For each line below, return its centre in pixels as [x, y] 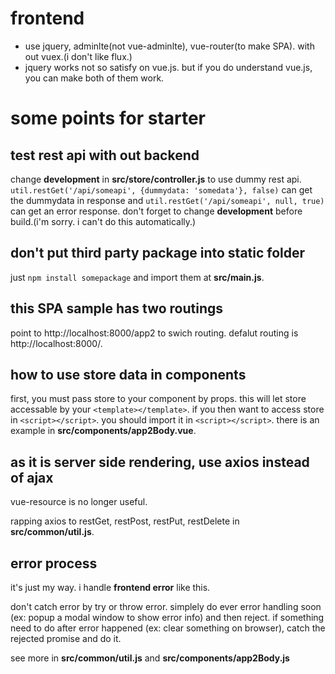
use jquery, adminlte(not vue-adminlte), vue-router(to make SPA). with [169, 46]
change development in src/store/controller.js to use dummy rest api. [156, 179]
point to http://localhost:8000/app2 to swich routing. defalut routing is [154, 333]
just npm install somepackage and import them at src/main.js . [137, 277]
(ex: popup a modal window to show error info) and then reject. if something [167, 617]
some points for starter [108, 118]
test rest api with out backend [105, 155]
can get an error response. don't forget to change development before [156, 211]
